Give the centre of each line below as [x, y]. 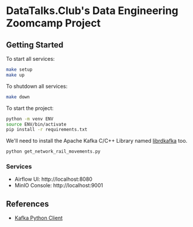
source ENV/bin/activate [36, 124]
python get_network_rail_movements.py [53, 152]
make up [15, 75]
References [27, 204]
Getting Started [35, 45]
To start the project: [30, 108]
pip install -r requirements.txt [47, 130]
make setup [19, 70]
